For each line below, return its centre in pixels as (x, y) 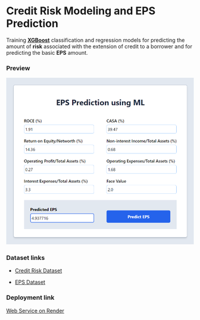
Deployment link (30, 297)
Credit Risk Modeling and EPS (81, 11)
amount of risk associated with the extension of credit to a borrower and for (99, 46)
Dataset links (26, 258)
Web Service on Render (35, 310)
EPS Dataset (30, 282)
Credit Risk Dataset (38, 271)
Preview (18, 68)
